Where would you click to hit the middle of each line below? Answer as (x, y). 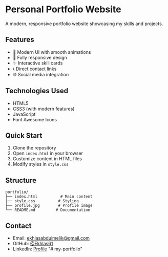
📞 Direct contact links (35, 69)
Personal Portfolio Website (63, 9)
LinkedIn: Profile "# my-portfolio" (48, 249)
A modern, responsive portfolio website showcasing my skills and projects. (84, 24)
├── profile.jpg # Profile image (49, 206)
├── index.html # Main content (49, 197)
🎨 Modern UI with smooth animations (52, 52)
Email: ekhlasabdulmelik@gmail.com (51, 238)
